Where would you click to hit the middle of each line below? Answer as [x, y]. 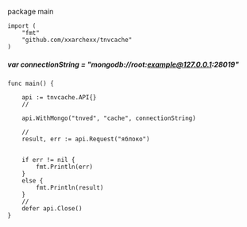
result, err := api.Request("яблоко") [86, 139]
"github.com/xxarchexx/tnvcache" [77, 40]
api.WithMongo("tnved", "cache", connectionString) [109, 118]
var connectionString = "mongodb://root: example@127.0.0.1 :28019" [123, 64]
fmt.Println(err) [64, 167]
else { [33, 181]
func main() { [31, 83]
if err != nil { [49, 160]
